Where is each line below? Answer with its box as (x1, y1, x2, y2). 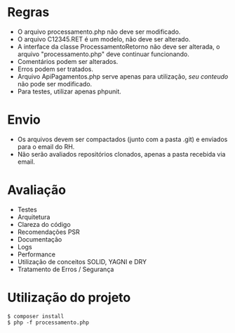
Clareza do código (17, 220, 72, 228)
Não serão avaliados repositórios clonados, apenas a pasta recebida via (17, 150, 226, 158)
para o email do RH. (17, 142, 75, 151)
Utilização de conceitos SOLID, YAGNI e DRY (17, 257, 147, 266)
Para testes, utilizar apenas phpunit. (17, 87, 121, 96)
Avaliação (7, 182, 67, 198)
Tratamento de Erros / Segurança (17, 265, 114, 273)
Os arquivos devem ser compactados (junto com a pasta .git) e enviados (17, 135, 228, 143)
